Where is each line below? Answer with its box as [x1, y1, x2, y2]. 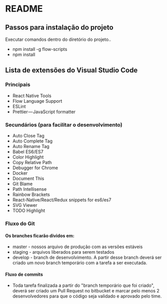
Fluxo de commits [5, 271, 43, 277]
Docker [12, 170, 28, 176]
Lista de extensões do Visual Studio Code [5, 66, 138, 74]
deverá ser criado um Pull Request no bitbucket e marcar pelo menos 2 [12, 288, 159, 294]
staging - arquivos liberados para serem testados [12, 249, 114, 255]
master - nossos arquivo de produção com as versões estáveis [12, 244, 143, 250]
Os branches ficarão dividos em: [5, 233, 75, 239]
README [5, 3, 43, 15]
